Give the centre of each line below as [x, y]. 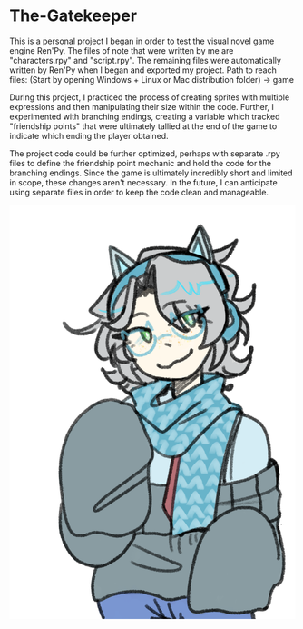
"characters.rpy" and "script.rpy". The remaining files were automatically [145, 60]
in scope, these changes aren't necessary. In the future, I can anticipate [144, 182]
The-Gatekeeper [73, 16]
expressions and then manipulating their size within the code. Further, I [142, 106]
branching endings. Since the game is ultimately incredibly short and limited [151, 173]
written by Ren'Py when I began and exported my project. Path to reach [143, 70]
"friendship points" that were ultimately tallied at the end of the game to [143, 126]
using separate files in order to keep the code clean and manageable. [139, 192]
